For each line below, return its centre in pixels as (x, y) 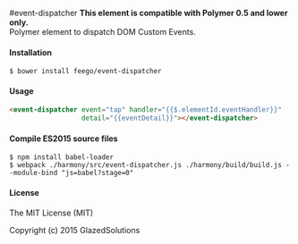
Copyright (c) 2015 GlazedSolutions (75, 230)
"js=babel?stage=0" (98, 173)
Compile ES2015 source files (64, 139)
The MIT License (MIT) (51, 213)
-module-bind (34, 173)
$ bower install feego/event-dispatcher (86, 72)
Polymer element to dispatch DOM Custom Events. (103, 32)
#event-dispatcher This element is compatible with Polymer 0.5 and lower (149, 13)
